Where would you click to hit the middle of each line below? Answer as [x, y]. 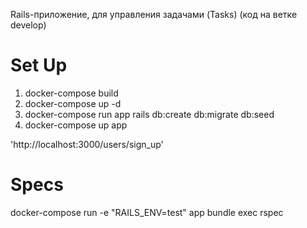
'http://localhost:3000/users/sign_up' [87, 144]
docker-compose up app [76, 125]
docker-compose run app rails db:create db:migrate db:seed [149, 114]
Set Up [39, 65]
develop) [28, 25]
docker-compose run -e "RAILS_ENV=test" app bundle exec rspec [147, 212]
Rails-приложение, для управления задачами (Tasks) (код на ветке [154, 14]
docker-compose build [71, 93]
